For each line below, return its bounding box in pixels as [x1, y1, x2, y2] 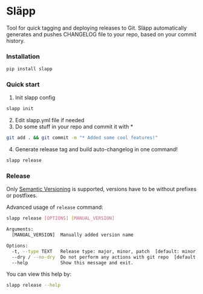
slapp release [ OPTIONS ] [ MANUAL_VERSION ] [6, 215, 115, 221]
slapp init [6, 106, 34, 112]
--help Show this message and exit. [11, 260, 134, 266]
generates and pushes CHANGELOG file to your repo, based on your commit [6, 30, 197, 38]
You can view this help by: [6, 270, 71, 278]
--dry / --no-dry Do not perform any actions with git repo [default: [11, 254, 199, 260]
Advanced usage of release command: [6, 204, 104, 211]
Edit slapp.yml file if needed [14, 117, 85, 124]
